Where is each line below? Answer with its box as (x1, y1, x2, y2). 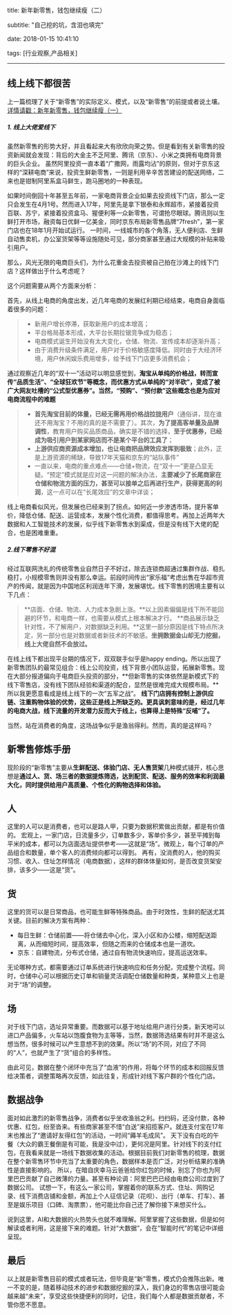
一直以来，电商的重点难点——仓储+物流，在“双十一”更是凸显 (34, 462, 208, 470)
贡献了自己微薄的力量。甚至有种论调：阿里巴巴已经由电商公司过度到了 (25, 1174, 225, 1183)
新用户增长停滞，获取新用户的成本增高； (34, 320, 150, 328)
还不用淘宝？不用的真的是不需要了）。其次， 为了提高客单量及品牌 (34, 418, 220, 426)
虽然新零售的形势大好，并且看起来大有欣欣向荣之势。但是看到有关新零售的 (7, 141, 219, 150)
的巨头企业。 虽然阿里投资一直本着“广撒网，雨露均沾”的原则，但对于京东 (7, 159, 214, 168)
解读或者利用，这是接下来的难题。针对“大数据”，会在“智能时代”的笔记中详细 (7, 1223, 224, 1232)
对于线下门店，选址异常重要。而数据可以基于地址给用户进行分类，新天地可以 (7, 1022, 225, 1031)
